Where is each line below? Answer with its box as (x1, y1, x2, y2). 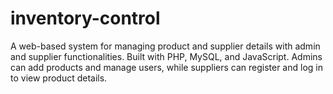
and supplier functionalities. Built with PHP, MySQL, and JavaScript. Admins (10, 50, 323, 62)
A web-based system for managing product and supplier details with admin (10, 40, 321, 52)
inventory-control (10, 7, 161, 30)
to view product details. (10, 72, 108, 84)
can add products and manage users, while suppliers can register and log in (10, 61, 323, 73)
